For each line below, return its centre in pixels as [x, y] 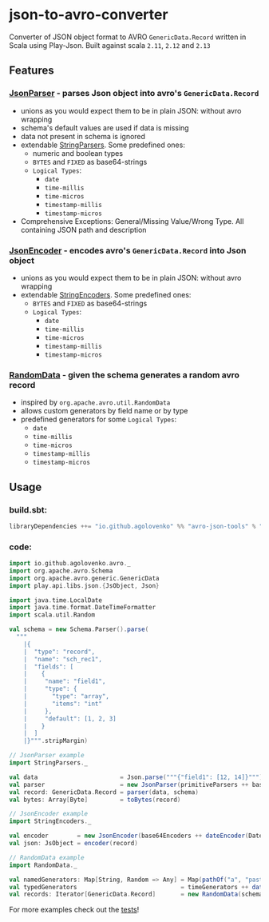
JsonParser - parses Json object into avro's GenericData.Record [134, 94]
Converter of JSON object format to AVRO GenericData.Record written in [128, 37]
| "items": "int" [63, 704]
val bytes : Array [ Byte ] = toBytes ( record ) [95, 800]
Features [32, 71]
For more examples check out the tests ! [74, 910]
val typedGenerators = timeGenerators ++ [129, 887]
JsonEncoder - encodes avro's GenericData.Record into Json [128, 250]
